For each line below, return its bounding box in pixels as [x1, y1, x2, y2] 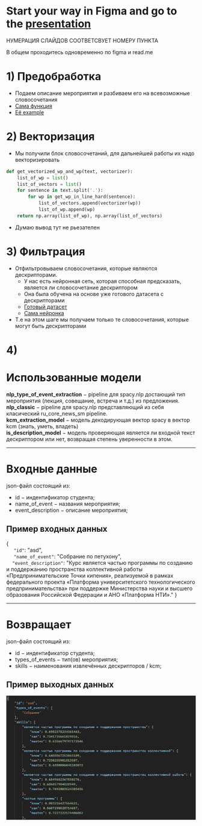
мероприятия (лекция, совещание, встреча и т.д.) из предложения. [6, 397, 180, 404]
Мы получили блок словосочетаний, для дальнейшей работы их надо [14, 149, 195, 157]
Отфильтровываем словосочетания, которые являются [14, 265, 158, 272]
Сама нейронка [23, 309, 64, 316]
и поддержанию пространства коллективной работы [6, 566, 143, 573]
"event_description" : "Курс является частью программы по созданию [11, 559, 193, 566]
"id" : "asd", [13, 546, 43, 553]
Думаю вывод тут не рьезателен [14, 224, 100, 231]
